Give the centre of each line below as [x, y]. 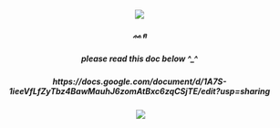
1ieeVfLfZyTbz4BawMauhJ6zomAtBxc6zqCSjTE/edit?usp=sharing [140, 91]
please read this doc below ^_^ [140, 59]
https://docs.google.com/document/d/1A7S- [140, 81]
